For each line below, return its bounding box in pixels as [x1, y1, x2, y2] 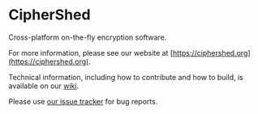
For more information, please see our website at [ [8, 48, 174, 57]
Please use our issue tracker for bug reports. [8, 96, 158, 106]
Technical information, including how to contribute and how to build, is [8, 72, 243, 82]
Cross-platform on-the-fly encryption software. [8, 32, 167, 42]
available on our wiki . [8, 81, 80, 91]
